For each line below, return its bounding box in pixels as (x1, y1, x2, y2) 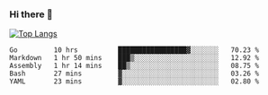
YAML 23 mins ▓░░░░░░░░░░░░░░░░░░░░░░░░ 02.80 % (9, 77, 259, 86)
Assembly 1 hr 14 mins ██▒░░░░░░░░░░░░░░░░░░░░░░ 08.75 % (9, 62, 259, 71)
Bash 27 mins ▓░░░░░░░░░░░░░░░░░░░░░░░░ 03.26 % (9, 69, 259, 79)
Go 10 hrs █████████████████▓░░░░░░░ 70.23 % (9, 46, 259, 55)
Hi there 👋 (9, 8, 54, 21)
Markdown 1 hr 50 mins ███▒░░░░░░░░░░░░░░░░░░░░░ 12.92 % (9, 54, 259, 63)
